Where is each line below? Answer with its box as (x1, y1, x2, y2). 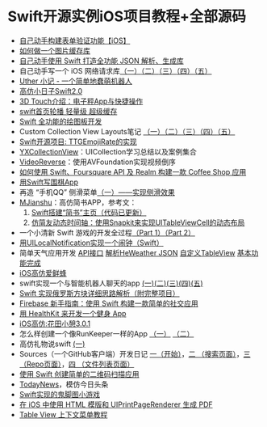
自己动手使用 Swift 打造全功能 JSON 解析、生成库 (19, 56, 184, 66)
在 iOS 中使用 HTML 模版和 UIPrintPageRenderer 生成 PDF (19, 400, 213, 409)
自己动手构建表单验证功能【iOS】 (19, 36, 131, 45)
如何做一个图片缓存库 (19, 45, 90, 55)
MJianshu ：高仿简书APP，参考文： (19, 197, 137, 207)
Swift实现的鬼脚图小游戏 (19, 389, 100, 399)
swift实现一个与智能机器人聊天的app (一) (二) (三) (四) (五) (19, 278, 203, 288)
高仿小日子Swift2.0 (19, 86, 82, 95)
